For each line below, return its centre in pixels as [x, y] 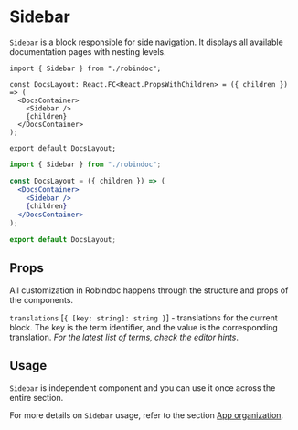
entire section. [37, 397]
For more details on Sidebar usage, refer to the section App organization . [147, 415]
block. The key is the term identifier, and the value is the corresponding [144, 327]
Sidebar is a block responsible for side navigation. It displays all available [146, 42]
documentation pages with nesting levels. [88, 51]
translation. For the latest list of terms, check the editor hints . [124, 337]
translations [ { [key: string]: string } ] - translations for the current [144, 318]
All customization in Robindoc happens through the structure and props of [149, 290]
